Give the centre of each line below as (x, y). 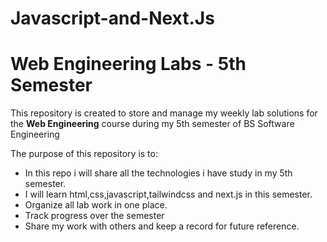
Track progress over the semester (94, 216)
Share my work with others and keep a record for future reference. (162, 226)
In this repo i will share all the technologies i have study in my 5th (158, 173)
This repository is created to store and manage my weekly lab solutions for (164, 113)
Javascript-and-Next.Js (112, 18)
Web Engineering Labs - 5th (128, 64)
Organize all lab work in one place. (96, 205)
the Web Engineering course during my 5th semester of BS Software (152, 124)
